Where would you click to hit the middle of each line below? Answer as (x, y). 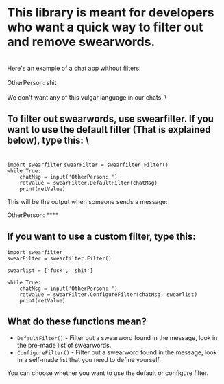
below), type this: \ (48, 140)
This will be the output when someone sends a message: (87, 201)
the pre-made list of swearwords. (64, 346)
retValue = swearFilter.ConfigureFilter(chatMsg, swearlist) (108, 294)
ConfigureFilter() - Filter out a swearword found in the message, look (117, 352)
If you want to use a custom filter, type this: (102, 237)
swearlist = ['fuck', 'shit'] (50, 270)
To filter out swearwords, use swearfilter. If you (111, 119)
